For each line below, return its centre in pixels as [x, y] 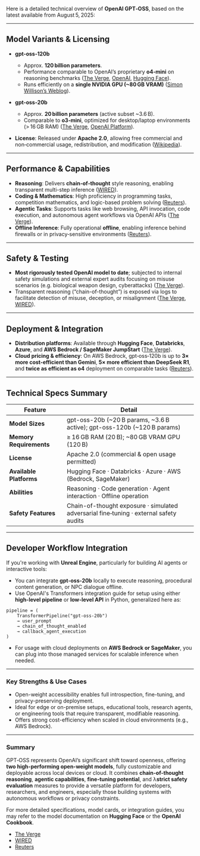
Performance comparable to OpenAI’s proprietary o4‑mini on [99, 72]
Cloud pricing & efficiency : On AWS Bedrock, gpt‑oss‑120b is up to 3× [102, 356]
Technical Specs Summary [57, 393]
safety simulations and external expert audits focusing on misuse [94, 279]
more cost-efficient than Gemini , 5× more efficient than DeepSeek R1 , [103, 362]
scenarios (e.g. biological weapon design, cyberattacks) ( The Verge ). [100, 286]
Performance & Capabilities [58, 169]
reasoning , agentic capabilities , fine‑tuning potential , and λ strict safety [97, 780]
